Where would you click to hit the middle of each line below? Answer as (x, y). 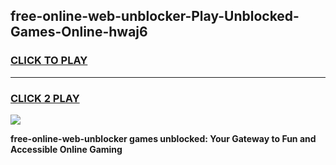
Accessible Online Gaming (66, 149)
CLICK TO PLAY (49, 61)
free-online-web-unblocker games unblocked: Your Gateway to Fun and (163, 138)
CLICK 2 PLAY (45, 98)
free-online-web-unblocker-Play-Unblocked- (155, 16)
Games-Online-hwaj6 (79, 32)
